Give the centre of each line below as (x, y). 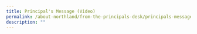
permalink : (19, 17)
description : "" (26, 22)
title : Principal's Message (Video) (51, 11)
